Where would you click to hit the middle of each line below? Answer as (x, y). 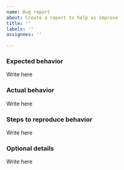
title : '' (19, 23)
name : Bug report (28, 12)
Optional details (30, 148)
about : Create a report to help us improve (62, 18)
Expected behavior (35, 62)
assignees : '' (24, 35)
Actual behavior (30, 90)
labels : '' (20, 29)
